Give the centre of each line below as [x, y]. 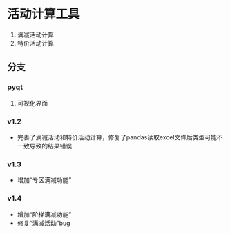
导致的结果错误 [51, 146]
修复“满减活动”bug [44, 223]
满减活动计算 [35, 35]
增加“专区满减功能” [44, 180]
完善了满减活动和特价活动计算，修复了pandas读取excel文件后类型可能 [117, 137]
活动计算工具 [44, 14]
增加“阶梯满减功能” [44, 214]
